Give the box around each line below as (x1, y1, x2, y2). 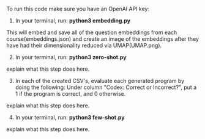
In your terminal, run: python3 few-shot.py (15, 114, 125, 121)
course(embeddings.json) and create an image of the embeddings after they (6, 35, 199, 42)
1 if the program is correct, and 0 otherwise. (15, 90, 126, 97)
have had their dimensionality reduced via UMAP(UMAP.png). (6, 42, 162, 49)
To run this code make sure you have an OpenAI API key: (6, 5, 150, 12)
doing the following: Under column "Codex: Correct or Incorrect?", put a (15, 84, 197, 91)
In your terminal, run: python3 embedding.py (15, 17, 131, 24)
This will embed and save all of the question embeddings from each (6, 29, 177, 36)
